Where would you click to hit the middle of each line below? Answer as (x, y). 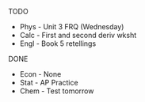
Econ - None (40, 74)
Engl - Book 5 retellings (58, 43)
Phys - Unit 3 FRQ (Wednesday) (72, 26)
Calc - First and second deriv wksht (78, 35)
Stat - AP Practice (49, 83)
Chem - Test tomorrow (57, 91)
